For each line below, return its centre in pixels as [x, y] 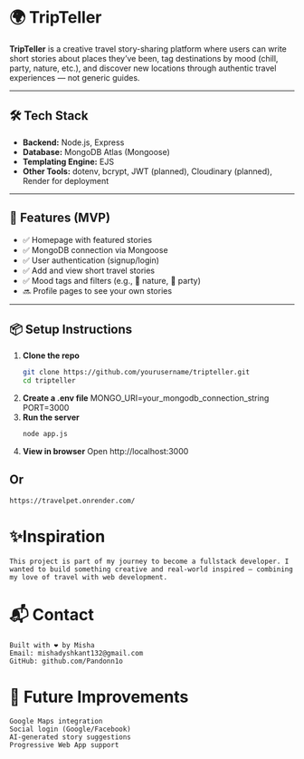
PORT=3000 [46, 408]
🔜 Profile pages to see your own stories [97, 290]
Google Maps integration [56, 721]
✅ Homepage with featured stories [87, 239]
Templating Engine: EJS [68, 161]
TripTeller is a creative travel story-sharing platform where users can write [148, 49]
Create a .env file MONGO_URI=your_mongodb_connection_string [146, 398]
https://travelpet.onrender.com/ [72, 501]
